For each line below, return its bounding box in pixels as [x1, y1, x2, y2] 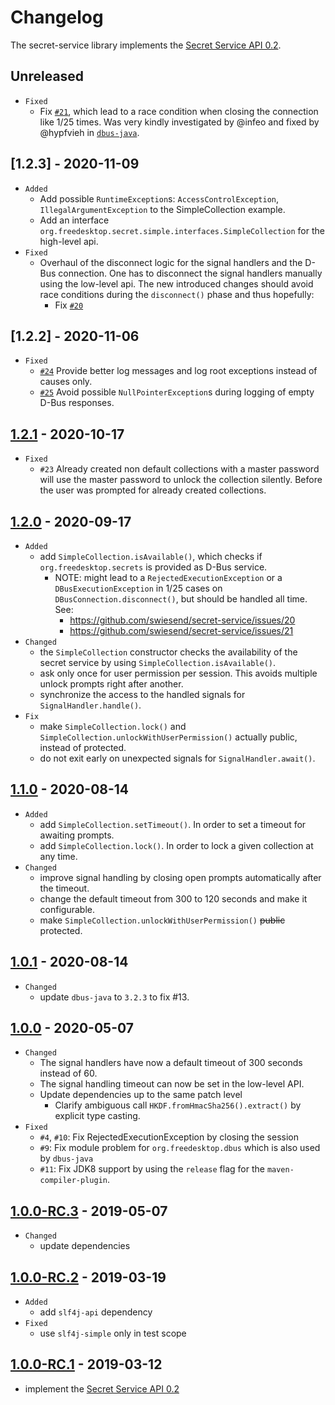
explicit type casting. [54, 1110, 141, 1122]
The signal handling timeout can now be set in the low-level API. [39, 1078, 305, 1090]
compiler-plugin [39, 1176, 108, 1186]
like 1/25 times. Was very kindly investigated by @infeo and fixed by [39, 116, 320, 128]
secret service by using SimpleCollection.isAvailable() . [39, 657, 277, 668]
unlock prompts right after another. [39, 678, 184, 690]
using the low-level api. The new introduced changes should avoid [39, 277, 314, 290]
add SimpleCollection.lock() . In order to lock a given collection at [39, 839, 314, 851]
